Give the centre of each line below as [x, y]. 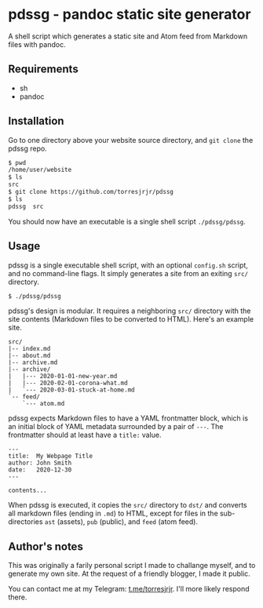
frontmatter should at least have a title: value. [85, 435]
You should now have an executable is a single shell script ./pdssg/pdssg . [127, 221]
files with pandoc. [37, 44]
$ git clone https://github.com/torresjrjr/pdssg [91, 192]
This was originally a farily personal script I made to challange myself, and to [132, 566]
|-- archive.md [33, 362]
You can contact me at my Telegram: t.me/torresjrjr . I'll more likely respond [129, 589]
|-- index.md [29, 349]
